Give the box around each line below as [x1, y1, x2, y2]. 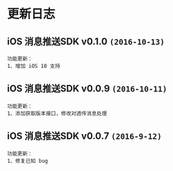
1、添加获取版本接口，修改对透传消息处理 [7, 110, 107, 117]
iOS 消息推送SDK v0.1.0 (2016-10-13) [7, 36, 165, 47]
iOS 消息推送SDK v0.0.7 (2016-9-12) [7, 131, 162, 142]
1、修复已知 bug [7, 157, 49, 164]
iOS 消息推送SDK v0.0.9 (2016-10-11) [7, 83, 168, 94]
